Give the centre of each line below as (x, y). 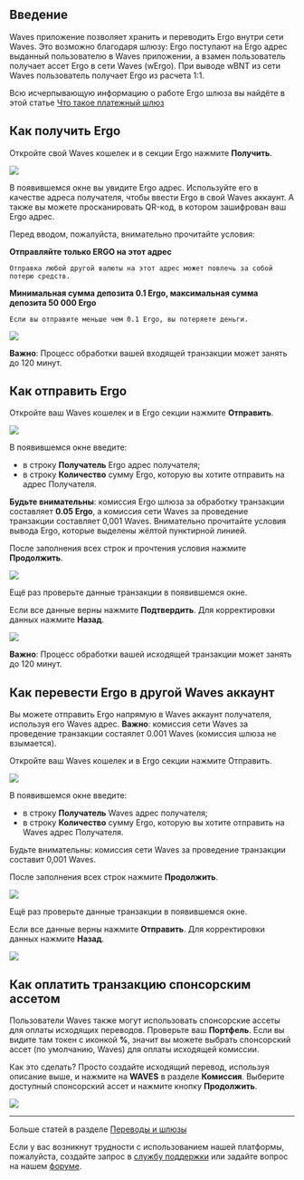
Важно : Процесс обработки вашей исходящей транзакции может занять (151, 654)
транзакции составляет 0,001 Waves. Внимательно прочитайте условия (148, 522)
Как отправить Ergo (68, 391)
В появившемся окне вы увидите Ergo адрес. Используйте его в (134, 187)
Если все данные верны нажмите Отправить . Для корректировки (137, 930)
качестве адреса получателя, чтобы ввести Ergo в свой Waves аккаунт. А (152, 197)
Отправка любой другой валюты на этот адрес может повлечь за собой (141, 268)
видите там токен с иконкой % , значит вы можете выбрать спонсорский (150, 1040)
